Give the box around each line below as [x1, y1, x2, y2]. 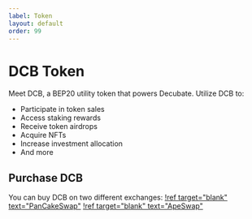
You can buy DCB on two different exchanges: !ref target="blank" [8, 192, 228, 203]
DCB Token [8, 62, 85, 80]
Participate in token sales [20, 105, 105, 114]
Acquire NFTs [20, 131, 67, 140]
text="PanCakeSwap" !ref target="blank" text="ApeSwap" [8, 201, 203, 211]
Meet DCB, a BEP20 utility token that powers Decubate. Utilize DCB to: [8, 88, 245, 98]
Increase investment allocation [20, 139, 124, 148]
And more [20, 148, 54, 157]
